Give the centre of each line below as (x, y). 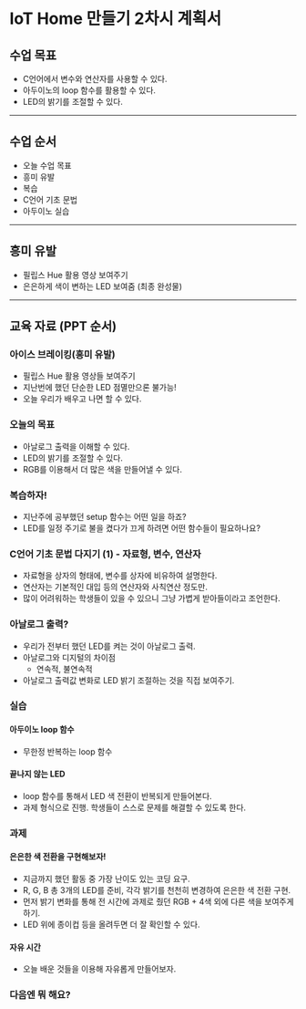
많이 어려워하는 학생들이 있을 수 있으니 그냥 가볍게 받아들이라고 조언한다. (151, 598)
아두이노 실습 (46, 211)
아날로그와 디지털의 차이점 (69, 657)
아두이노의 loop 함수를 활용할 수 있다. (89, 90)
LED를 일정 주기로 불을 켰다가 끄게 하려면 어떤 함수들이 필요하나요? (142, 528)
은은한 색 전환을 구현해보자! (58, 857)
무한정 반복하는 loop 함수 (67, 751)
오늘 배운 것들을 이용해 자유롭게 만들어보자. (99, 969)
